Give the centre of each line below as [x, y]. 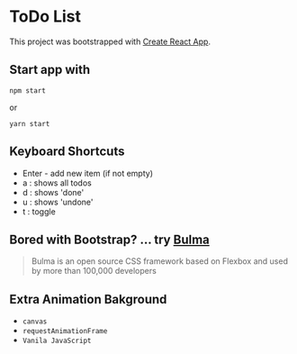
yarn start [30, 123]
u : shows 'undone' [58, 202]
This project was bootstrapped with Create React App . [110, 41]
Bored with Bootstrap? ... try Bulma [109, 239]
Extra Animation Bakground [88, 299]
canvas [35, 322]
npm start [28, 91]
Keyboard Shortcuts [67, 152]
